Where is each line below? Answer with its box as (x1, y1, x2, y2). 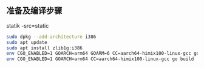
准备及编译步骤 (6, 5, 63, 16)
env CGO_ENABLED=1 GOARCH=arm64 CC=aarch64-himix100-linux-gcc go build (6, 56, 194, 62)
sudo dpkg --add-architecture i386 (6, 34, 97, 40)
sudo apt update (6, 39, 47, 45)
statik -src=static (6, 22, 49, 29)
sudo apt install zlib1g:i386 (6, 45, 83, 51)
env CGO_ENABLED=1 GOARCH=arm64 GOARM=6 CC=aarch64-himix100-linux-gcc (6, 51, 191, 57)
